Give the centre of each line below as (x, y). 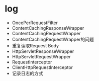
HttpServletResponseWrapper (43, 51)
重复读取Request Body (35, 45)
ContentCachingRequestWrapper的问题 (53, 39)
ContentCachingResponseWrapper (48, 28)
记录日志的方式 (27, 73)
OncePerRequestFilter (35, 23)
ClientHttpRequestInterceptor (42, 67)
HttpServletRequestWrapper (41, 56)
